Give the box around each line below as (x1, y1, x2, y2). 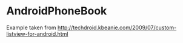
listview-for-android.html (6, 30, 68, 37)
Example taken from (6, 24, 56, 31)
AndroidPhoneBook (6, 4, 107, 18)
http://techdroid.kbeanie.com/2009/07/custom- (57, 24, 177, 31)
